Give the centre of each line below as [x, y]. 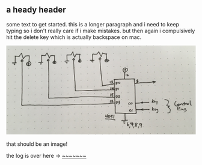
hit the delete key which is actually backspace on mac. [74, 37]
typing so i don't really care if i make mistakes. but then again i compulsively [101, 31]
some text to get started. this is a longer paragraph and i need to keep [93, 24]
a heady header [36, 10]
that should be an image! [37, 144]
